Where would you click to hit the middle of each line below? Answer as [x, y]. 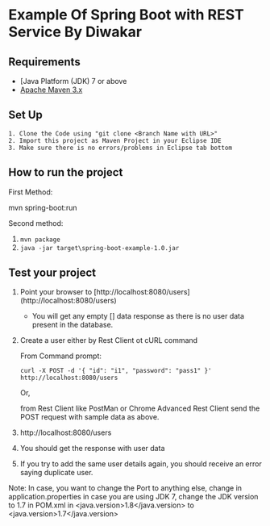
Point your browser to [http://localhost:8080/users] [105, 292]
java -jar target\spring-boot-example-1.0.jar [100, 248]
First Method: [31, 192]
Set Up [25, 115]
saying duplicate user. [56, 473]
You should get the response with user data [92, 449]
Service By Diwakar [75, 32]
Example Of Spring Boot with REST [126, 15]
